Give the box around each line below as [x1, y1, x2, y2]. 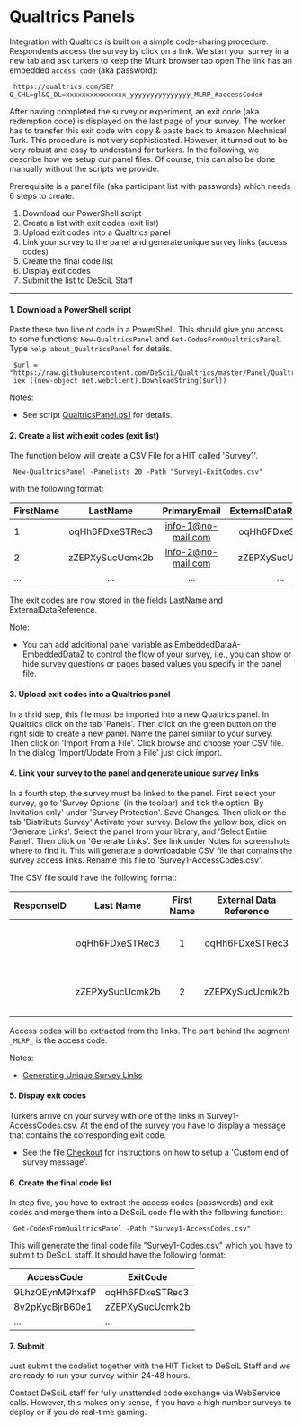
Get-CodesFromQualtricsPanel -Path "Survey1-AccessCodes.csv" [13, 1224, 252, 1233]
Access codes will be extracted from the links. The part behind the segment [9, 1025, 290, 1036]
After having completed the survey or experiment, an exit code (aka [9, 105, 260, 116]
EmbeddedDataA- [174, 640, 241, 650]
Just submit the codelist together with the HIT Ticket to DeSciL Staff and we [9, 1360, 290, 1371]
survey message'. [22, 1156, 88, 1167]
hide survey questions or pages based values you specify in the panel [22, 659, 282, 669]
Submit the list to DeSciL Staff [22, 275, 134, 286]
